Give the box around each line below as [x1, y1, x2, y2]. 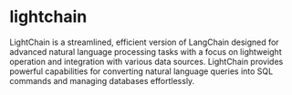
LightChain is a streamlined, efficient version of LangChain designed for [9, 37, 280, 47]
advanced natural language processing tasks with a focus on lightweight [9, 46, 282, 57]
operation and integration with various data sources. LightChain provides [9, 56, 284, 67]
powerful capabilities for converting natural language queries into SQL [9, 66, 274, 77]
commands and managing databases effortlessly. [9, 75, 195, 86]
